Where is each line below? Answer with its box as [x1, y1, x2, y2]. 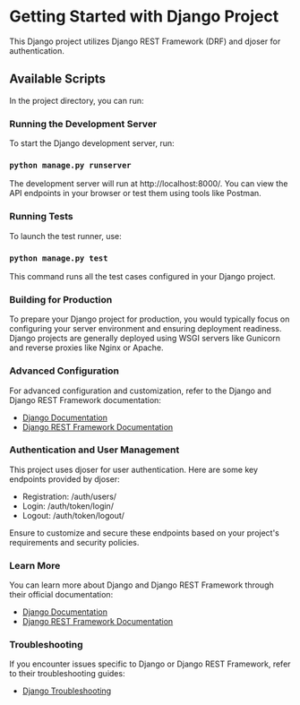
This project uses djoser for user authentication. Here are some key [9, 464, 258, 475]
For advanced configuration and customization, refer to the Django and [9, 385, 271, 396]
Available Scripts [9, 72, 106, 87]
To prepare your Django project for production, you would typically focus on [9, 314, 290, 324]
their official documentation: [9, 589, 114, 600]
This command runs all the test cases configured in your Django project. [9, 271, 276, 281]
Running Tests [9, 211, 73, 223]
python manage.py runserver [9, 159, 132, 170]
